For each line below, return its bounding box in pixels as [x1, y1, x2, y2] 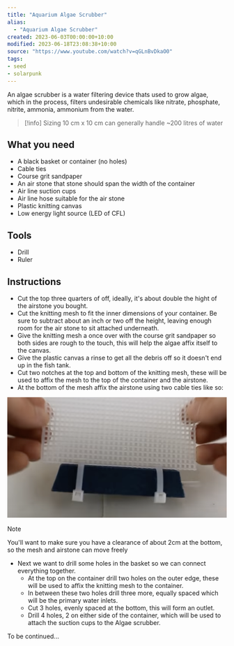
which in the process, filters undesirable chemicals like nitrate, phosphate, [7, 98, 221, 106]
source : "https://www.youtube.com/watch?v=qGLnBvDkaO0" [7, 48, 173, 55]
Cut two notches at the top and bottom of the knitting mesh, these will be [17, 369, 227, 377]
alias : [7, 18, 26, 26]
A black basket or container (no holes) [17, 157, 127, 166]
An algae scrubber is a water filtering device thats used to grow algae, [7, 90, 209, 98]
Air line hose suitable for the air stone [17, 194, 125, 203]
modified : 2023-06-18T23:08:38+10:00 [7, 41, 117, 48]
